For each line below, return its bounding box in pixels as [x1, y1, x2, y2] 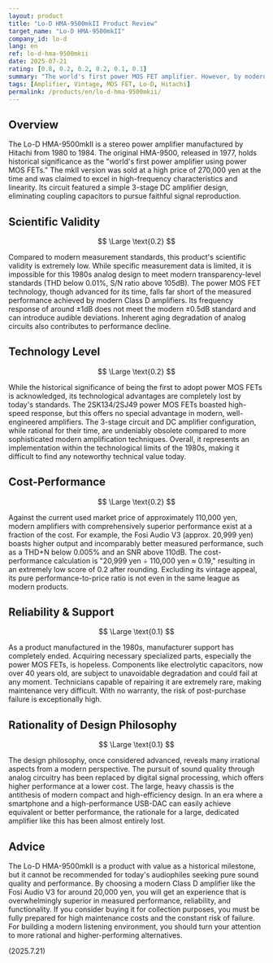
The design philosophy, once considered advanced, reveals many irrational [8, 755, 260, 765]
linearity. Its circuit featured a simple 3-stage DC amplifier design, [8, 182, 229, 192]
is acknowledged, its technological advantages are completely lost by [8, 391, 241, 401]
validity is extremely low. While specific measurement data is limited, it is [8, 261, 252, 270]
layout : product [8, 11, 63, 20]
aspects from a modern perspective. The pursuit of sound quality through [8, 764, 255, 774]
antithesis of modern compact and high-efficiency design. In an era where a [8, 790, 263, 800]
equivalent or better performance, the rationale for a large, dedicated [8, 808, 240, 817]
